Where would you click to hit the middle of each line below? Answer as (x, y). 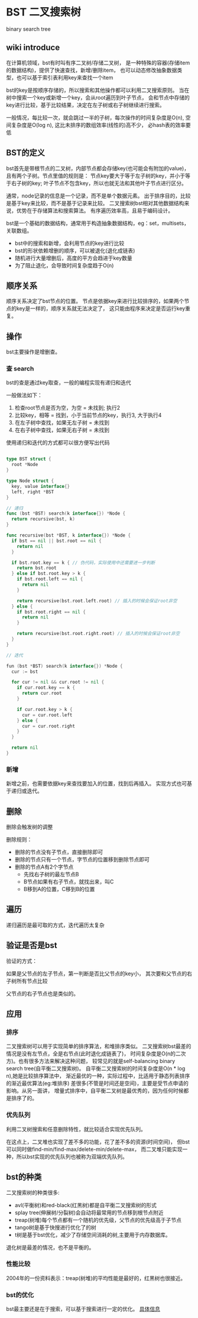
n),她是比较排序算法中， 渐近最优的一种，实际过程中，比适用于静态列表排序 (98, 1076)
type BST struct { (29, 459)
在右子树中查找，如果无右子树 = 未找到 (62, 430)
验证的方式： (22, 960)
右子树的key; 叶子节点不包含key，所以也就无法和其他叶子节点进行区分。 (99, 183)
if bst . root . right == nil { (51, 612)
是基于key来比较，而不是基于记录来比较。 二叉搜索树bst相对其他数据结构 (95, 203)
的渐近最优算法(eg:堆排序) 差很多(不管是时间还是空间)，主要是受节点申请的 (98, 1083)
